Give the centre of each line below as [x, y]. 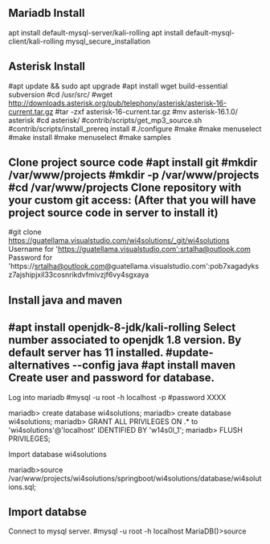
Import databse [47, 512]
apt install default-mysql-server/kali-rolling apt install [96, 32]
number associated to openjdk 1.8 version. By [125, 340]
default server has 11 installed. [86, 353]
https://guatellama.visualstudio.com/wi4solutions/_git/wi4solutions [119, 241]
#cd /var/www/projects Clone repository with [125, 188]
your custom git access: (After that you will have [132, 200]
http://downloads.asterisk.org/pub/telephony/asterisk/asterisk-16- [118, 103]
